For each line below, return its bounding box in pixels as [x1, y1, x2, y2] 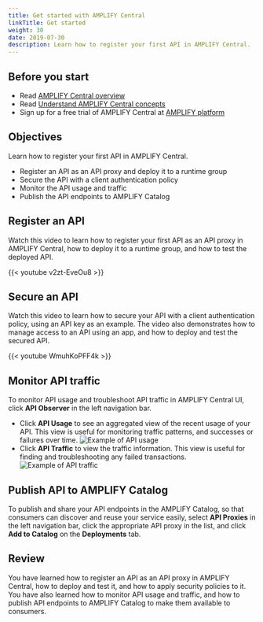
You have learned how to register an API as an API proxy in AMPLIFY [8, 572, 230, 583]
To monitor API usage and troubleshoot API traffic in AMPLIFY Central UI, [8, 395, 245, 405]
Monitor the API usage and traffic [19, 183, 127, 193]
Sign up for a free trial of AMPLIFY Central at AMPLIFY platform [19, 107, 225, 117]
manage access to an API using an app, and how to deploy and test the [8, 328, 238, 337]
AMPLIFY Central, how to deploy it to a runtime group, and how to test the [8, 243, 247, 253]
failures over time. [19, 435, 79, 445]
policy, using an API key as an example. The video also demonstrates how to [8, 320, 256, 329]
